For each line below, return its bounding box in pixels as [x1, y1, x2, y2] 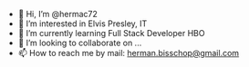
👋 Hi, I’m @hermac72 [17, 9, 99, 19]
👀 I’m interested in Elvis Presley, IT [17, 18, 148, 29]
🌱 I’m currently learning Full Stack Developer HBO [17, 28, 205, 38]
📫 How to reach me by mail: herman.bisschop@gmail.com [17, 48, 240, 58]
